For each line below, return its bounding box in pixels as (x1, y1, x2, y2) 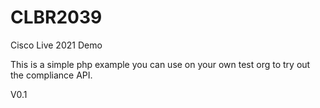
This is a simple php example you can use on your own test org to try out (10, 58, 311, 70)
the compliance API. (10, 69, 93, 81)
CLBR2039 (10, 6, 103, 29)
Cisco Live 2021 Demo (10, 39, 103, 51)
